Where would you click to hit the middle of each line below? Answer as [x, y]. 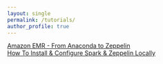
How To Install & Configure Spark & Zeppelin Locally [81, 53]
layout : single [29, 13]
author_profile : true [38, 26]
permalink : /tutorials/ [41, 20]
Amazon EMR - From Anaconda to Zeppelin [69, 46]
